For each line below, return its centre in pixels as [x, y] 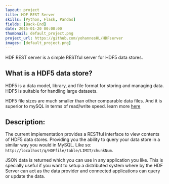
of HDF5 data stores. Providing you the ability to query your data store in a [83, 139]
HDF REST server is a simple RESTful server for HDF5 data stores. [74, 57]
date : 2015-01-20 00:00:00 [34, 29]
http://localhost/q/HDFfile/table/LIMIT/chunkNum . [59, 151]
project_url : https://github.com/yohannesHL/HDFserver [64, 39]
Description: [25, 122]
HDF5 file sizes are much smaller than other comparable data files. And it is [84, 101]
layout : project [22, 10]
